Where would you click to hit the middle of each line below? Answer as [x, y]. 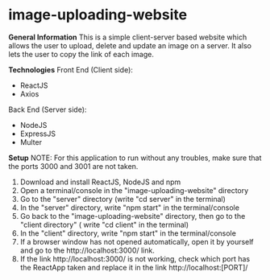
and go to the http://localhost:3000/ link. [87, 250]
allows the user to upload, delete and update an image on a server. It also [130, 45]
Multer [31, 142]
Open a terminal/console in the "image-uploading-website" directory [134, 190]
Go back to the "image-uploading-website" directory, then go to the [133, 216]
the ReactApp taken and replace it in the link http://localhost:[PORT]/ [134, 267]
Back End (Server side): [48, 109]
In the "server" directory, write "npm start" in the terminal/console [130, 208]
